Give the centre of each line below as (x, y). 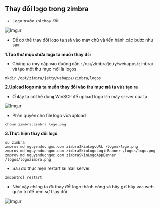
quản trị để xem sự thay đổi (39, 191)
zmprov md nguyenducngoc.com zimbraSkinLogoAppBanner (61, 155)
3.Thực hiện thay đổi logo (31, 133)
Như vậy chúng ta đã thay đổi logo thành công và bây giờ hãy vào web (83, 187)
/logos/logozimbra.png (28, 159)
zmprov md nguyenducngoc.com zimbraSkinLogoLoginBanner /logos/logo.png (80, 151)
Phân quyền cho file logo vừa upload (49, 115)
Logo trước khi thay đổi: (36, 21)
